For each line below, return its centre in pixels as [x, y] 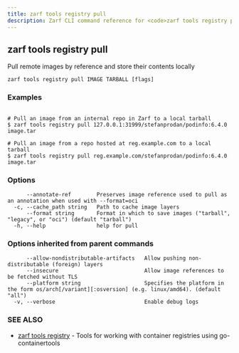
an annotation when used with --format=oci [73, 201]
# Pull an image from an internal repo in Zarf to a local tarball [110, 118]
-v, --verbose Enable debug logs [106, 302]
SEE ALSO [25, 320]
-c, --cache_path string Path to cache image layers [97, 207]
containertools [39, 343]
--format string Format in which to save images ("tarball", [128, 213]
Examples [25, 98]
